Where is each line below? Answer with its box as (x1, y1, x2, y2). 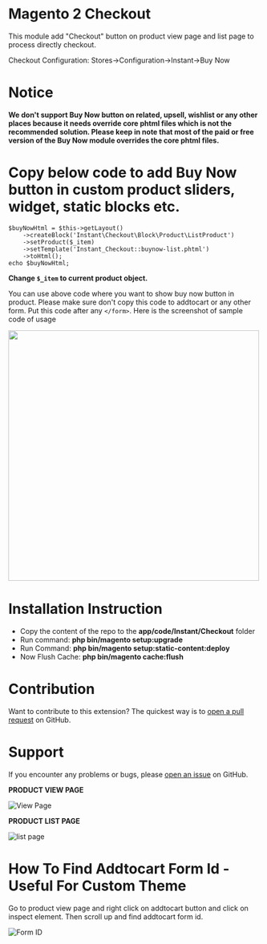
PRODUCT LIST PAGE (8, 816, 80, 825)
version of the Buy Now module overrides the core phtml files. (8, 135, 220, 145)
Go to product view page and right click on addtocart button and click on (8, 903, 249, 913)
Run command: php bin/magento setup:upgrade (19, 635, 183, 644)
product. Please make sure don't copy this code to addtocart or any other (8, 297, 251, 307)
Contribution (8, 680, 95, 698)
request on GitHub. (8, 715, 71, 724)
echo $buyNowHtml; (8, 259, 70, 267)
